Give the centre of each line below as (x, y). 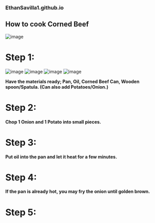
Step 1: (20, 57)
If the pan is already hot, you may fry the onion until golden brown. (78, 192)
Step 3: (21, 142)
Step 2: (21, 107)
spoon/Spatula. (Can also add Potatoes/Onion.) (57, 87)
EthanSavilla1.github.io (35, 8)
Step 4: (21, 177)
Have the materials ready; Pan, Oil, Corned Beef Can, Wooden (72, 82)
